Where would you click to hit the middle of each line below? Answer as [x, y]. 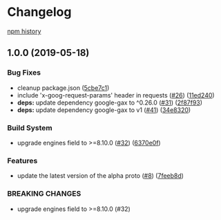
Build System [30, 127]
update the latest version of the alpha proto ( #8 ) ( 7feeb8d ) [100, 176]
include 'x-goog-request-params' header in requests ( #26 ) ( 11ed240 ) [116, 95]
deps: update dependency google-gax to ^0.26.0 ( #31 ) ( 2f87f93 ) [109, 102]
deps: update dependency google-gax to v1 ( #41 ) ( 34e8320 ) [104, 110]
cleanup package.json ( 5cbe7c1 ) [63, 88]
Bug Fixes [24, 73]
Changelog [39, 12]
